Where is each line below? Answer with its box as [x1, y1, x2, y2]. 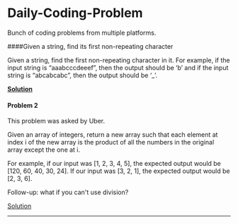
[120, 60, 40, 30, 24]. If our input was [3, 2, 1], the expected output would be [7, 167, 230, 175]
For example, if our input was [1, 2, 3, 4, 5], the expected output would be [7, 159, 222, 168]
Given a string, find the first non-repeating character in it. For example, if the [7, 55, 230, 65]
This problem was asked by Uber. [7, 117, 105, 125]
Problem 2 [7, 101, 38, 109]
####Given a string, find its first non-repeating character [7, 42, 174, 50]
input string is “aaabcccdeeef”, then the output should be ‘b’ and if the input [7, 63, 229, 72]
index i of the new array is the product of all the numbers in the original [7, 138, 215, 147]
